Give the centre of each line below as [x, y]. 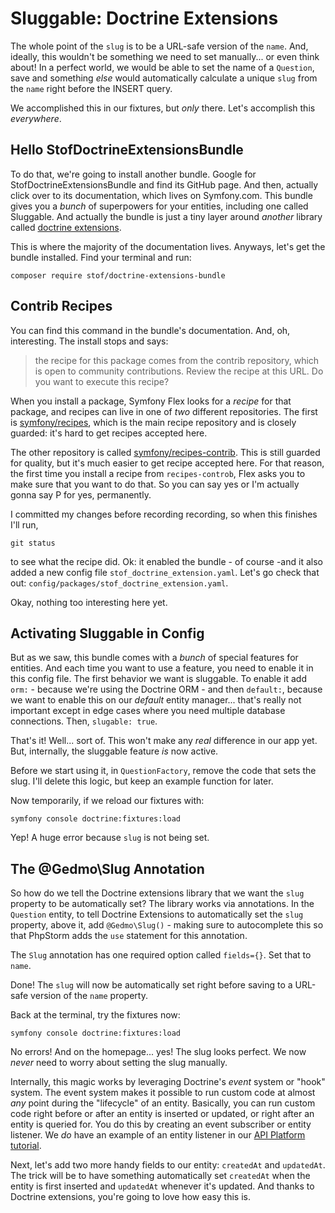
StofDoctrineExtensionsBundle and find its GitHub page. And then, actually [164, 184]
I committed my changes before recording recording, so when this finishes [164, 514]
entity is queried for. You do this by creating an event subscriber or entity [161, 1124]
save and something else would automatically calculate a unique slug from [164, 78]
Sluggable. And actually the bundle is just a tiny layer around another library [166, 216]
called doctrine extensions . [66, 227]
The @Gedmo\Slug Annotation [107, 868]
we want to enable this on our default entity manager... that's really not [156, 700]
